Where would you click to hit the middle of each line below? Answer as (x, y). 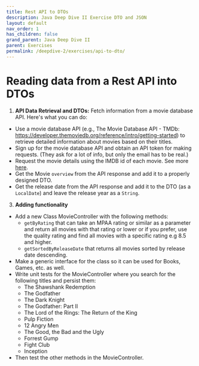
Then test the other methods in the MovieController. (79, 358)
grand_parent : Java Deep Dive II (48, 40)
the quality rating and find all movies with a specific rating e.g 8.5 (105, 236)
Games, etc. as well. (40, 268)
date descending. (46, 255)
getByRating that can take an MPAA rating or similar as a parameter (107, 223)
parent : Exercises (29, 46)
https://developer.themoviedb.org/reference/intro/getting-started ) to (100, 135)
